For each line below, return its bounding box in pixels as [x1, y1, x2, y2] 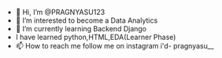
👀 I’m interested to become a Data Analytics [15, 16, 158, 25]
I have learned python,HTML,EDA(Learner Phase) [15, 32, 176, 42]
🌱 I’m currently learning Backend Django [15, 24, 147, 33]
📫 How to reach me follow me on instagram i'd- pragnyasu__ [15, 42, 214, 50]
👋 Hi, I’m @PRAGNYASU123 [15, 8, 105, 16]
